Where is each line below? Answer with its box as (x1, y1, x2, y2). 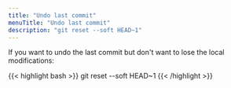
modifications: (8, 56, 55, 65)
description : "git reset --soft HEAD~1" (8, 26, 143, 34)
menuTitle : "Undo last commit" (8, 19, 111, 27)
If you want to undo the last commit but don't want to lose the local (8, 48, 225, 57)
